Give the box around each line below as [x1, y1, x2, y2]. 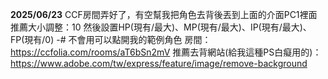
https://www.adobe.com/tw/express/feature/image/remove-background [10, 58, 308, 69]
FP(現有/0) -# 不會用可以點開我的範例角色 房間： [10, 34, 212, 45]
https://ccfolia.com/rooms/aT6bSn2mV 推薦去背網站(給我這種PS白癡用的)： [10, 46, 322, 58]
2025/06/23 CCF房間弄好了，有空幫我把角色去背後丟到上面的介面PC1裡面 [10, 9, 318, 20]
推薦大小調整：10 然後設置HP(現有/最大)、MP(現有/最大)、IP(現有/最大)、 [10, 21, 312, 33]
